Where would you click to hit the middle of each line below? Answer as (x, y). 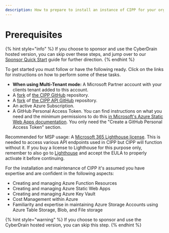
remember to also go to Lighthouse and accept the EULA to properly (76, 153)
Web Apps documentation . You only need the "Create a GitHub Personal (87, 122)
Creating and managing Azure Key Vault (54, 194)
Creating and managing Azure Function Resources (65, 183)
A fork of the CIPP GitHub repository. (51, 95)
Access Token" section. (37, 127)
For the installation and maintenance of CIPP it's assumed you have (75, 168)
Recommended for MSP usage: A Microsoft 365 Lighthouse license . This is (83, 137)
